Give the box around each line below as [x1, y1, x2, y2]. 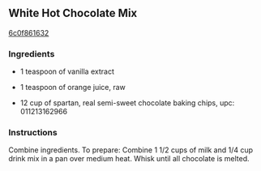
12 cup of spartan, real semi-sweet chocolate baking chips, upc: [19, 98, 235, 108]
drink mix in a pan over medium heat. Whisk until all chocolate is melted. [8, 154, 250, 164]
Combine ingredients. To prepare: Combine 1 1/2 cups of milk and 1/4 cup [8, 145, 254, 155]
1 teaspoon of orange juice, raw [19, 83, 126, 92]
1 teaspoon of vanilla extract [19, 66, 115, 76]
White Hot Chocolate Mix [8, 6, 138, 20]
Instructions [8, 127, 58, 139]
